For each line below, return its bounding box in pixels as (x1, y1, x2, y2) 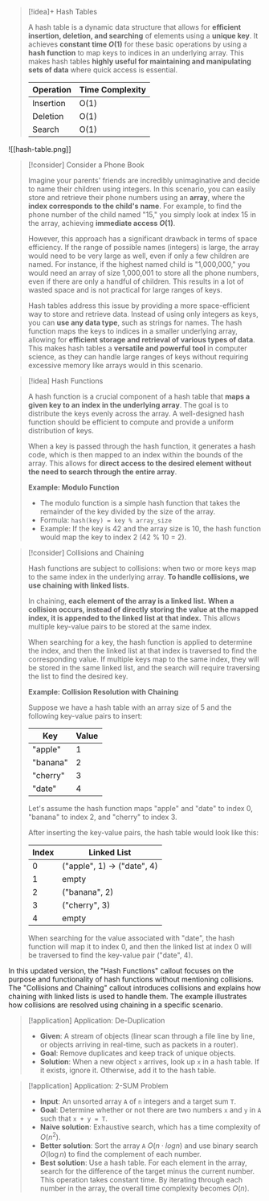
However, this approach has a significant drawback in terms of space (27, 234, 258, 244)
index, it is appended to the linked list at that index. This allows (27, 613, 241, 622)
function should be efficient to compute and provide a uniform (27, 417, 234, 427)
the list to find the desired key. (27, 671, 128, 681)
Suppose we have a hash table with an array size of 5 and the (27, 703, 232, 712)
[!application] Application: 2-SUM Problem (27, 1081, 169, 1090)
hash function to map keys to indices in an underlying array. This (27, 48, 245, 57)
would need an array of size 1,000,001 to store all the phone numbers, (27, 268, 259, 277)
